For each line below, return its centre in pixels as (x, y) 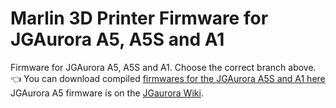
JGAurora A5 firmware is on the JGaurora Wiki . (107, 93)
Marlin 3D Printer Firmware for (139, 18)
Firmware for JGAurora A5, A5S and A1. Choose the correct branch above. (163, 67)
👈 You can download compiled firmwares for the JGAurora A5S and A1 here (168, 78)
